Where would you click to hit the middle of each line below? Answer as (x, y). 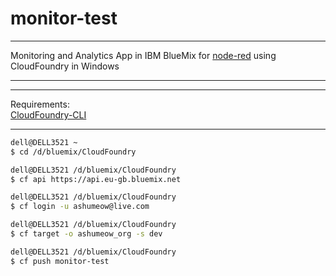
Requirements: (40, 104)
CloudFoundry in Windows (65, 66)
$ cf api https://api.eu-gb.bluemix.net (96, 179)
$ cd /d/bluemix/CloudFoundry (73, 152)
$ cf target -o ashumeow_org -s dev (86, 234)
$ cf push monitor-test (60, 261)
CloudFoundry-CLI (48, 114)
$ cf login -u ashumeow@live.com (80, 207)
